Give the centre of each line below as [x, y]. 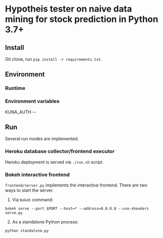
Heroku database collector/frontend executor [60, 152]
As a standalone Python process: [45, 222]
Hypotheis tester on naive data [69, 9]
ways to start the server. [29, 190]
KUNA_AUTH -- [21, 112]
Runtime [15, 88]
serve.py [14, 213]
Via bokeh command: [33, 200]
